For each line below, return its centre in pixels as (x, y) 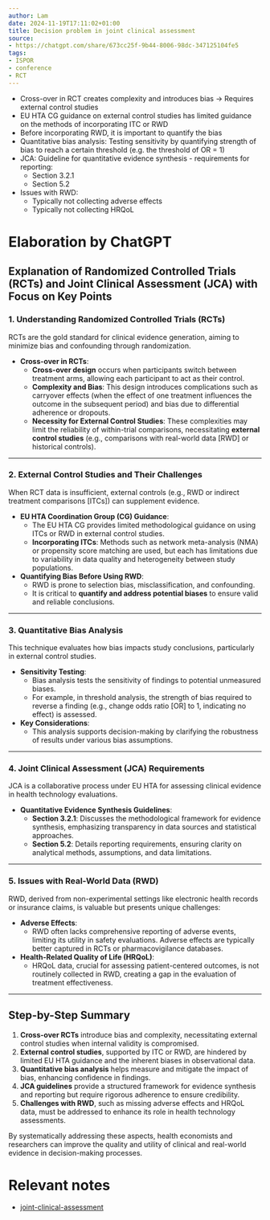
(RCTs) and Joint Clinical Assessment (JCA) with (133, 284)
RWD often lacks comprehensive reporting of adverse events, (134, 931)
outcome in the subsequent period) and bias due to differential (135, 403)
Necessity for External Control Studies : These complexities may (139, 421)
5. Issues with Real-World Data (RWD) (84, 881)
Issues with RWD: (49, 192)
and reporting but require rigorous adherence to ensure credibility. (130, 1095)
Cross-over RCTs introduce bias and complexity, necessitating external (139, 1034)
